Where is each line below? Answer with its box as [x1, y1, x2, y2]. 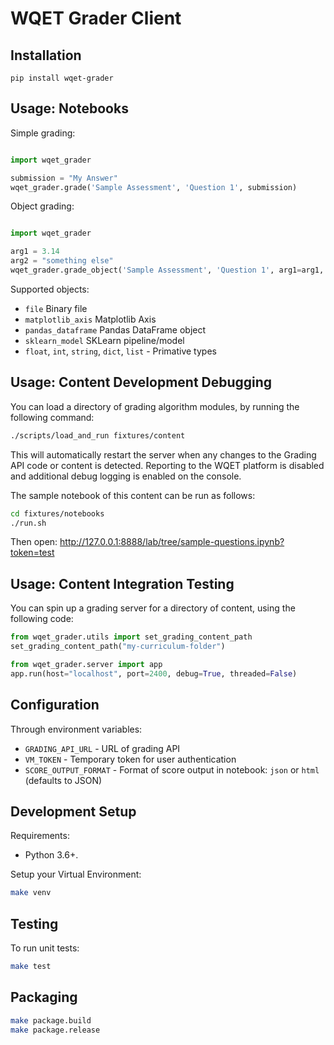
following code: [10, 613, 74, 625]
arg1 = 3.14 [10, 247, 60, 257]
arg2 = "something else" [10, 256, 114, 266]
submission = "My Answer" [10, 173, 118, 183]
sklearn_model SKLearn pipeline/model [24, 334, 185, 346]
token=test [10, 547, 55, 559]
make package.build [10, 1015, 92, 1026]
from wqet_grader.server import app [10, 659, 163, 669]
